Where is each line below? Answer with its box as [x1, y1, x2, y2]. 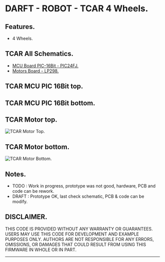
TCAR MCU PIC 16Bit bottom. [5, 99, 96, 107]
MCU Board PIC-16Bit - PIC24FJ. [12, 62, 79, 69]
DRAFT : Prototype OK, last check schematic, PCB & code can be [12, 193, 144, 199]
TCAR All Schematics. [5, 50, 74, 58]
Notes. [5, 170, 26, 178]
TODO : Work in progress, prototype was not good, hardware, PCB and [12, 183, 156, 189]
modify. [12, 199, 28, 205]
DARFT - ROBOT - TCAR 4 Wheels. [5, 3, 148, 14]
